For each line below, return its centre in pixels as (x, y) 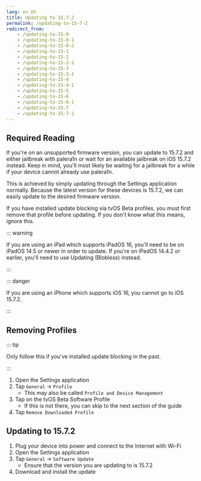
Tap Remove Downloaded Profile (54, 412)
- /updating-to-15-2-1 (46, 62)
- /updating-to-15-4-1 (46, 86)
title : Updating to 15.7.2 (40, 18)
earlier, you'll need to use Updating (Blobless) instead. (74, 258)
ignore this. (20, 221)
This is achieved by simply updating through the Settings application (92, 184)
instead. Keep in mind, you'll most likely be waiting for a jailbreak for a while (100, 166)
